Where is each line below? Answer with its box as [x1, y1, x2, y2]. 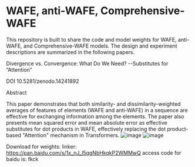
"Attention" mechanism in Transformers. [22, 131, 120, 139]
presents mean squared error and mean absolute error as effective [6, 119, 167, 126]
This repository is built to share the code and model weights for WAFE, [6, 36, 177, 43]
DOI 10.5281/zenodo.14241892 [6, 78, 79, 85]
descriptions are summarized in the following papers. [6, 48, 135, 55]
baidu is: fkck [6, 155, 39, 162]
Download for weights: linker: [6, 143, 77, 150]
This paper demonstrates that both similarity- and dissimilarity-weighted [6, 100, 181, 107]
